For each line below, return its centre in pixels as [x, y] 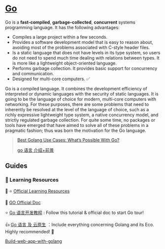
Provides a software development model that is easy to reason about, [83, 42]
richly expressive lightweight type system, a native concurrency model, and [82, 115]
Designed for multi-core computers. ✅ [51, 79]
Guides [16, 166]
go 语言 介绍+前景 [35, 150]
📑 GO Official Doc [23, 202]
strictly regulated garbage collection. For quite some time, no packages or [80, 120]
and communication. [33, 73]
